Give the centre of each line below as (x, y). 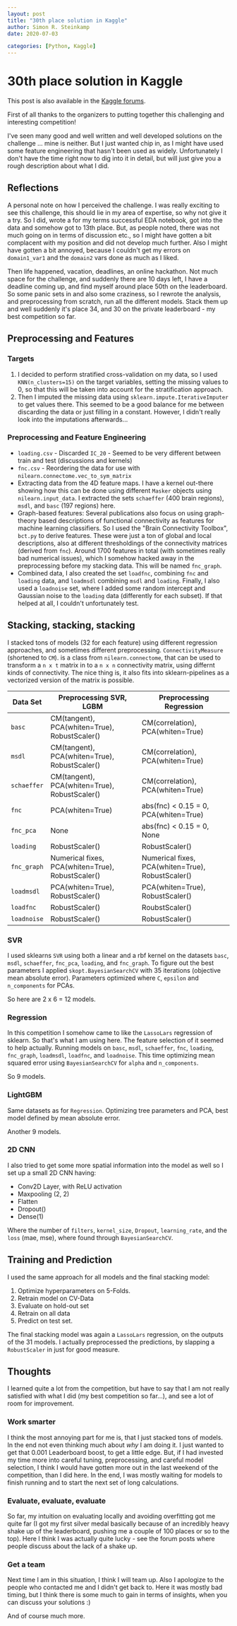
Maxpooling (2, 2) (43, 1194)
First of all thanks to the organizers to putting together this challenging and (116, 115)
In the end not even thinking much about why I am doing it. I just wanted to (116, 1445)
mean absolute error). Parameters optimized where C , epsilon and (103, 978)
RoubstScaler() (166, 907)
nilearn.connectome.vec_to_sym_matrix (74, 476)
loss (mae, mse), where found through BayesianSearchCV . (90, 1237)
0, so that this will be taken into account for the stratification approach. (120, 389)
